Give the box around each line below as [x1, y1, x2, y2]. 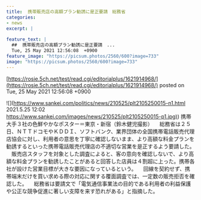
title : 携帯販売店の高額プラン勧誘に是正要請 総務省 [6, 8, 126, 15]
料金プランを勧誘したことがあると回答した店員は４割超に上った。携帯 [16, 158, 190, 165]
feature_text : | [6, 36, 47, 42]
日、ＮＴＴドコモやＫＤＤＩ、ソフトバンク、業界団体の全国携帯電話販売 [6, 128, 184, 135]
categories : [6, 14, 36, 20]
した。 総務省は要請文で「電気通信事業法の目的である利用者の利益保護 [11, 180, 191, 187]
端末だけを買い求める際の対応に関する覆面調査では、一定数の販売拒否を [11, 173, 190, 180]
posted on [159, 81, 184, 88]
